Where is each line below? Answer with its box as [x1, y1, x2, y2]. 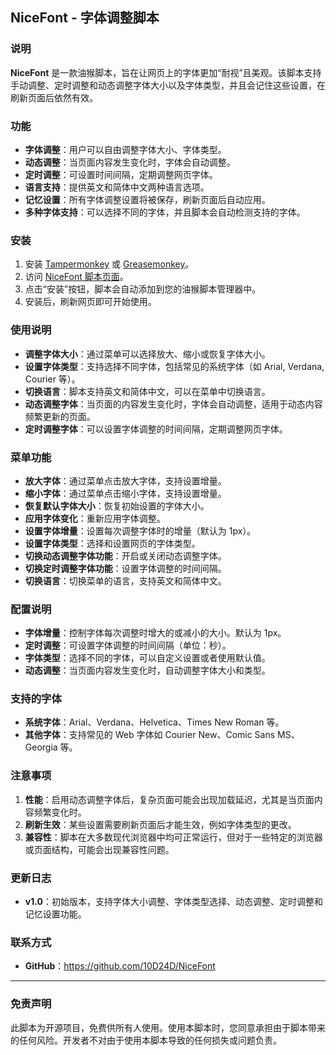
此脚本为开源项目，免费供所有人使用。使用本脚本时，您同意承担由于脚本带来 [10, 1021, 326, 1033]
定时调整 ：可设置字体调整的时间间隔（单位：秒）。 [24, 639, 232, 652]
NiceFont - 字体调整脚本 [10, 9, 160, 27]
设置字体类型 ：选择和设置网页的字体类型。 [24, 537, 201, 549]
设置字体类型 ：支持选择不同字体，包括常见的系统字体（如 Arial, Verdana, [24, 360, 325, 372]
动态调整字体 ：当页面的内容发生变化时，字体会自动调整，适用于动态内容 [24, 398, 323, 410]
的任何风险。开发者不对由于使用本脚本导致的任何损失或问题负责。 [10, 1034, 282, 1046]
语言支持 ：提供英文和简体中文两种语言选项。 [24, 181, 210, 193]
